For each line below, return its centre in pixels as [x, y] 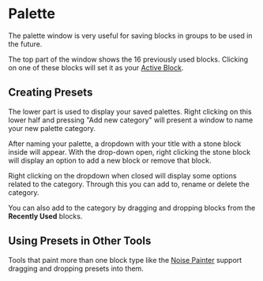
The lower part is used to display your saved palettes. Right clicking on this [130, 111]
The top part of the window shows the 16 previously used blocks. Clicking [128, 59]
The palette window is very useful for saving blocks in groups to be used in [130, 36]
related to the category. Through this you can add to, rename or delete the [129, 184]
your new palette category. [52, 128]
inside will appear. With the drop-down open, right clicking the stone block [130, 152]
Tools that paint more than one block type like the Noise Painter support [125, 260]
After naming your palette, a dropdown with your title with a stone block [125, 144]
